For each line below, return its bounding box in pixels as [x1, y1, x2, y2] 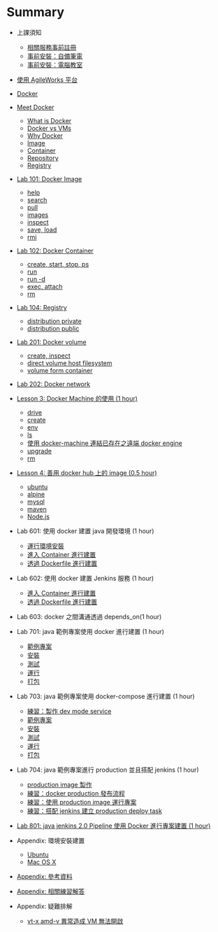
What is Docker [27, 116, 72, 125]
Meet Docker [16, 103, 54, 111]
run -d [27, 274, 46, 283]
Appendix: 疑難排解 [16, 902, 73, 910]
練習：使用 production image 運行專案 [27, 798, 137, 806]
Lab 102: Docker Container [16, 246, 94, 255]
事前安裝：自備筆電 [27, 52, 83, 60]
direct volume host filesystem [27, 358, 112, 367]
